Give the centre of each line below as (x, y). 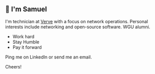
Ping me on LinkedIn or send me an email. (49, 57)
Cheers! (13, 66)
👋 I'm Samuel (26, 9)
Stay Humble (26, 42)
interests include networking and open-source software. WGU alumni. (78, 27)
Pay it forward (27, 47)
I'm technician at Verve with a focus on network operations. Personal (77, 21)
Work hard (23, 36)
